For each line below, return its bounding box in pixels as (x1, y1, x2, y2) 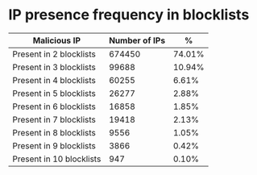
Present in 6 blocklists (12, 101, 97, 112)
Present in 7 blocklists (12, 114, 97, 125)
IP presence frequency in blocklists (8, 6, 250, 24)
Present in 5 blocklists (12, 87, 97, 98)
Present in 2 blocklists (12, 48, 97, 60)
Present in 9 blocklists (12, 140, 97, 151)
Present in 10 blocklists (12, 153, 102, 165)
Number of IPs (108, 35, 166, 46)
